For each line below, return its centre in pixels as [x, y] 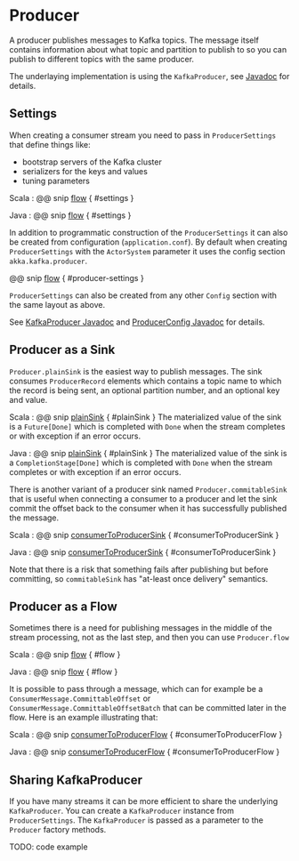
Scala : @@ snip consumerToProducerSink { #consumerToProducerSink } [144, 535]
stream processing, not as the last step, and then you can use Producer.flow [149, 638]
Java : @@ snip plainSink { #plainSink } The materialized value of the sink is [148, 453]
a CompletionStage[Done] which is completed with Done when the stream [141, 463]
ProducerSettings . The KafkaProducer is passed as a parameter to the [137, 820]
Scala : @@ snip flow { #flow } [65, 655]
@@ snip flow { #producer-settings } [77, 278]
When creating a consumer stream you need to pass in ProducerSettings [143, 135]
